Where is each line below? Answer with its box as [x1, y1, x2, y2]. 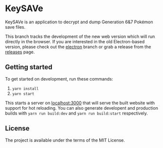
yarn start [12, 91, 35, 96]
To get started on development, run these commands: [5, 76, 113, 82]
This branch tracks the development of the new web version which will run [5, 33, 155, 39]
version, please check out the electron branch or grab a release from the [5, 44, 151, 49]
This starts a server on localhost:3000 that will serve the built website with [5, 100, 155, 106]
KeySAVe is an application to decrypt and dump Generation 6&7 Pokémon [5, 19, 153, 25]
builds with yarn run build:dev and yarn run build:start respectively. [5, 110, 148, 116]
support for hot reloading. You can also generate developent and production [5, 105, 159, 111]
